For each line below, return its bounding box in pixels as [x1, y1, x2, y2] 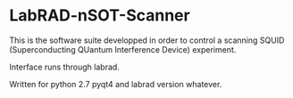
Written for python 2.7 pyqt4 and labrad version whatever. [9, 78, 222, 89]
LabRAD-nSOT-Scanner [9, 5, 190, 26]
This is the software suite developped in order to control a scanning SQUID [9, 35, 285, 45]
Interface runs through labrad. [9, 61, 121, 72]
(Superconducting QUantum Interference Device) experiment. [9, 44, 237, 54]
